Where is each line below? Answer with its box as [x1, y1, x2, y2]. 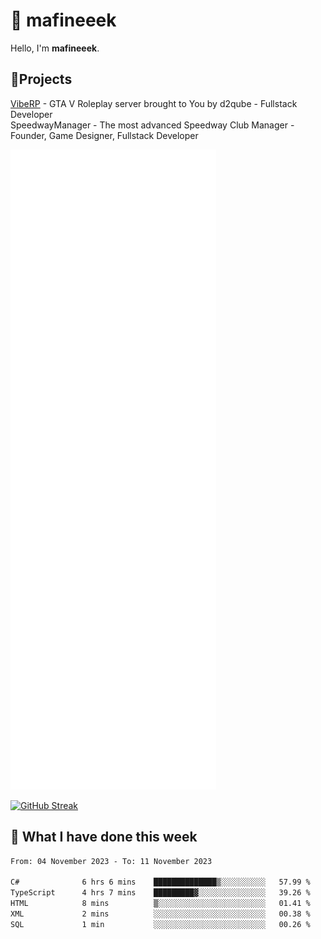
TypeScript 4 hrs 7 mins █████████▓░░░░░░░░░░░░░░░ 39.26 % [10, 888, 311, 898]
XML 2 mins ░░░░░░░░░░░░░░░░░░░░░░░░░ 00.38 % [10, 909, 311, 919]
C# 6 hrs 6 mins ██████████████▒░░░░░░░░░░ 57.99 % [10, 877, 311, 888]
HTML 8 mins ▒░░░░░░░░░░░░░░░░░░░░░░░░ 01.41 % [10, 899, 311, 909]
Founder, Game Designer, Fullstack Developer [10, 129, 199, 141]
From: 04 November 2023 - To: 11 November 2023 [10, 856, 213, 866]
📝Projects [10, 71, 73, 88]
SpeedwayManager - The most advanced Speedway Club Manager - [10, 119, 295, 131]
